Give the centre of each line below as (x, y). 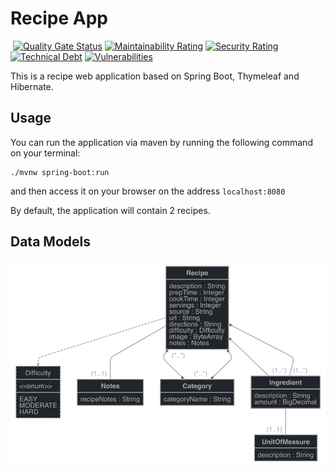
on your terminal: (45, 153)
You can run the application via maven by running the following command (161, 142)
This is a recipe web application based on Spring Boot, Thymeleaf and (155, 76)
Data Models (50, 242)
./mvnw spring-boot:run (60, 172)
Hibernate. (32, 86)
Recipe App (59, 18)
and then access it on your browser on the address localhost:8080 (148, 191)
